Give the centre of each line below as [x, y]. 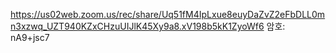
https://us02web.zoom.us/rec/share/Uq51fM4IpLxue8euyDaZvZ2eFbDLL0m [168, 14]
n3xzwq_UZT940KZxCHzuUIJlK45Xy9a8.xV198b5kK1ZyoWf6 [137, 26]
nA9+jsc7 [30, 37]
